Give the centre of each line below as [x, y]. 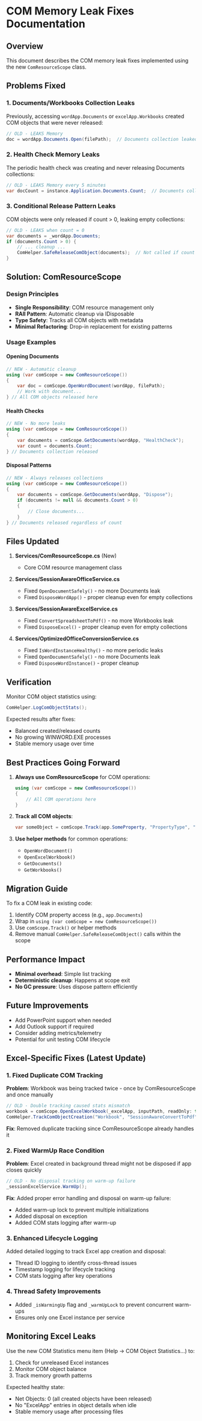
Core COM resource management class [73, 568]
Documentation [46, 24]
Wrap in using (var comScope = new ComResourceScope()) [86, 921]
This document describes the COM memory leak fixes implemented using [97, 61]
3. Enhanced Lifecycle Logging [52, 1239]
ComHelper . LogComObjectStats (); [47, 708]
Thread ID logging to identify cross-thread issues [76, 1263]
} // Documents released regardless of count [64, 523]
